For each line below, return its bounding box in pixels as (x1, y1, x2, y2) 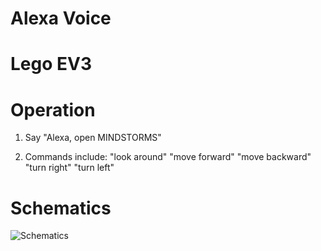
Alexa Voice (10, 7, 112, 30)
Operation (10, 98, 96, 121)
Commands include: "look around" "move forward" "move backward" (24, 151, 312, 163)
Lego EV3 (10, 53, 92, 76)
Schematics (10, 197, 112, 219)
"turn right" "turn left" (24, 162, 115, 174)
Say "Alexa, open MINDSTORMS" (24, 132, 162, 144)
